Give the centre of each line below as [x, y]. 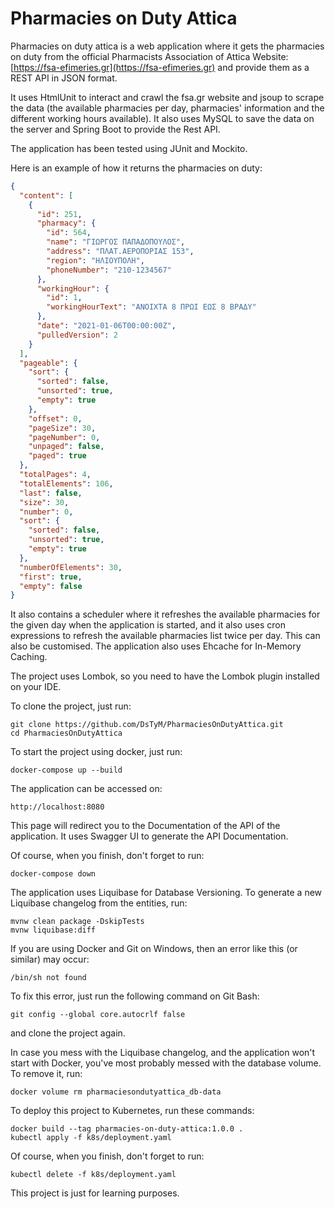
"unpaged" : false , [66, 447]
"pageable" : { [48, 363]
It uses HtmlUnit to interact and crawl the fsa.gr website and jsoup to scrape [167, 97]
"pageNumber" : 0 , [64, 437]
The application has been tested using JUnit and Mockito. [129, 148]
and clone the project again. [68, 1033]
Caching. [29, 657]
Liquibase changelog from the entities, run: [99, 903]
